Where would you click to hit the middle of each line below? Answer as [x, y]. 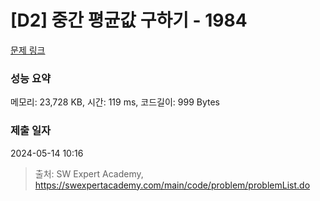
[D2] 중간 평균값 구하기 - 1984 [129, 20]
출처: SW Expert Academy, [89, 173]
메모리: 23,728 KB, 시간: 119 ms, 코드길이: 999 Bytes [115, 102]
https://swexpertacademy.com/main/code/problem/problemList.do [172, 185]
